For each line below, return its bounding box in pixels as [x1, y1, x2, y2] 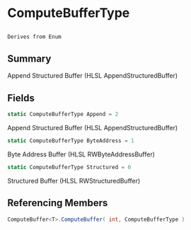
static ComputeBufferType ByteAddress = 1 [7, 137, 134, 144]
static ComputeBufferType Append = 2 [7, 111, 119, 118]
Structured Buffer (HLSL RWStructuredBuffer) [7, 176, 141, 185]
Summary [7, 52, 52, 64]
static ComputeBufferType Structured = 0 [7, 163, 132, 171]
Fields [7, 92, 35, 104]
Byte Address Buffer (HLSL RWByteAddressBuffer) [7, 150, 156, 159]
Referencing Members [7, 197, 108, 209]
